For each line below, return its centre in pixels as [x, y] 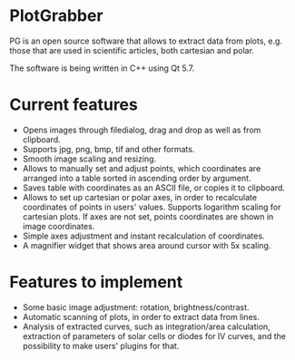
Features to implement [96, 282]
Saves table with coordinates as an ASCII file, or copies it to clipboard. [154, 188]
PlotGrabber [56, 16]
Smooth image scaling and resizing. [89, 159]
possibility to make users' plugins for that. [101, 345]
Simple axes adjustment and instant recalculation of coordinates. [143, 236]
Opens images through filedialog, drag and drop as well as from [142, 130]
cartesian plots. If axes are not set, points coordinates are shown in [148, 216]
